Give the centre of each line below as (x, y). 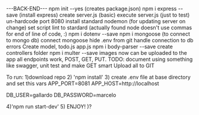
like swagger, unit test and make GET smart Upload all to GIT (80, 66)
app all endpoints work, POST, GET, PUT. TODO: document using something (99, 59)
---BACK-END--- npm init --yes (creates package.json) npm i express (91, 9)
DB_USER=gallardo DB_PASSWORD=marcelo (61, 95)
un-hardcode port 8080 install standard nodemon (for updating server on (96, 21)
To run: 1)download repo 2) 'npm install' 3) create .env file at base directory (99, 77)
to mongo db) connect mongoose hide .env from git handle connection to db (100, 40)
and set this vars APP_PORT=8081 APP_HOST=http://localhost (83, 83)
